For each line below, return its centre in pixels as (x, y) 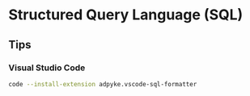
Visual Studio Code (47, 68)
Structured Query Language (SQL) (126, 15)
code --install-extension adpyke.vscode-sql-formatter (103, 84)
